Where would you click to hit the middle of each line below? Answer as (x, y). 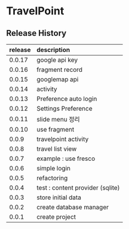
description (53, 50)
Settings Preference (64, 109)
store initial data (59, 197)
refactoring (52, 178)
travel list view (57, 149)
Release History (36, 33)
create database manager (73, 207)
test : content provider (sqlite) (79, 188)
